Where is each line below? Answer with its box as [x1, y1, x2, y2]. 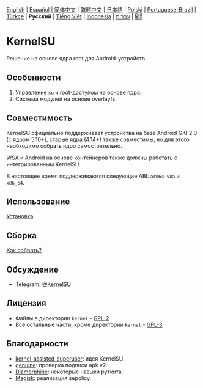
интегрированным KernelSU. [6, 160, 81, 167]
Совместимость [6, 113, 72, 123]
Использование [6, 196, 70, 207]
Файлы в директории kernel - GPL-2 [15, 314, 109, 321]
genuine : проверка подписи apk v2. [15, 361, 108, 368]
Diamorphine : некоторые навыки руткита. [15, 368, 124, 375]
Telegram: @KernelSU [15, 280, 72, 288]
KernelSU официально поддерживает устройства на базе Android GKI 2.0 [6, 129, 197, 136]
